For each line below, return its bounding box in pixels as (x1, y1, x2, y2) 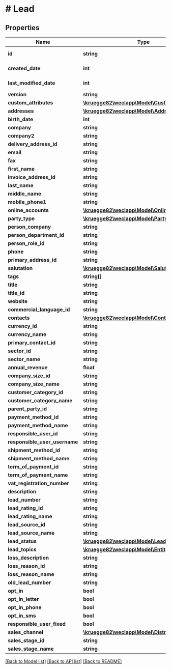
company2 (8, 132, 35, 139)
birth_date (8, 116, 34, 123)
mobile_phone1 (8, 199, 47, 205)
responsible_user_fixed (8, 621, 66, 627)
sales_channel (8, 629, 44, 635)
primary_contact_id (8, 339, 56, 346)
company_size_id (8, 372, 50, 379)
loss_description (8, 554, 49, 561)
